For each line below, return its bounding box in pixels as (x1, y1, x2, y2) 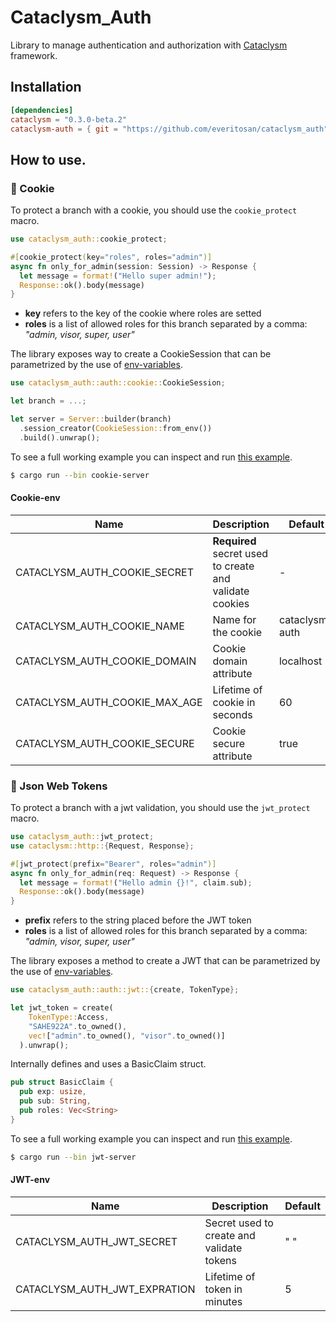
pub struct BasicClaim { (10, 1077, 114, 1088)
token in (204, 1282, 243, 1296)
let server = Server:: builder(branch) (10, 414, 172, 425)
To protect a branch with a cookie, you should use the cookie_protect (10, 204, 298, 216)
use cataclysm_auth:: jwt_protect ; (10, 832, 155, 842)
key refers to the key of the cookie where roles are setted (24, 307, 262, 320)
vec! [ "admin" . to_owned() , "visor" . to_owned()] (28, 1031, 226, 1041)
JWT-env (10, 1174, 51, 1186)
